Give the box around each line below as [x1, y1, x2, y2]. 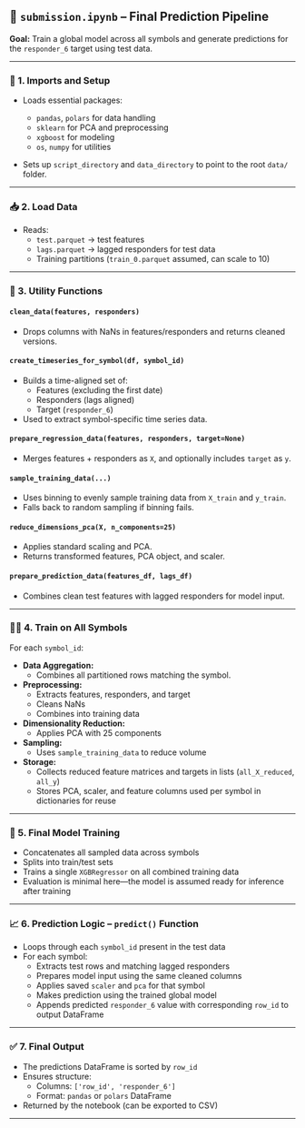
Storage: [22, 756, 57, 767]
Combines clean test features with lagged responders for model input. [22, 590, 286, 601]
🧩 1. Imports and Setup [9, 74, 111, 86]
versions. [22, 336, 57, 347]
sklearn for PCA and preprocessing [35, 122, 170, 133]
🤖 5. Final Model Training [9, 826, 121, 839]
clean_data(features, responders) [9, 307, 141, 317]
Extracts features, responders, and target [35, 689, 191, 700]
